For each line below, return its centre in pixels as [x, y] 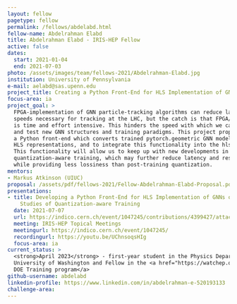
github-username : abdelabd [47, 276]
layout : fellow [30, 14]
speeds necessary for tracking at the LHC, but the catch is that [113, 118]
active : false [28, 47]
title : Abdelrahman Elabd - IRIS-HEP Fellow [74, 40]
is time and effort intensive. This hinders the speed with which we [118, 125]
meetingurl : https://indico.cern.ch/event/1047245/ [91, 230]
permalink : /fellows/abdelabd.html [60, 27]
